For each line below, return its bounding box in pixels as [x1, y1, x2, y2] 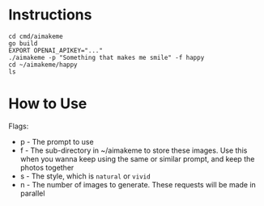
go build [8, 39, 38, 48]
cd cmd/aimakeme [8, 32, 63, 40]
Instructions [8, 6, 92, 24]
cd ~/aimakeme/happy [8, 61, 79, 69]
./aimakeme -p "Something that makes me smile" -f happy [8, 53, 205, 61]
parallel [19, 188, 45, 198]
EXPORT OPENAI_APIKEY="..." [8, 46, 104, 54]
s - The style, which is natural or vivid [19, 171, 151, 181]
